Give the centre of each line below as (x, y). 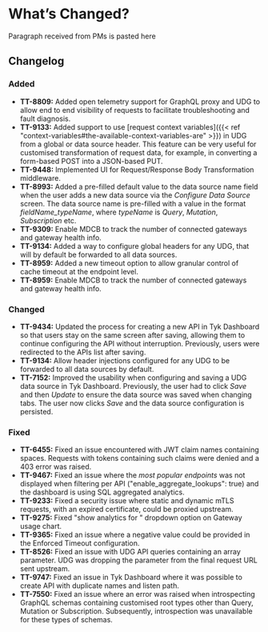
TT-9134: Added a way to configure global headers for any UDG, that (134, 246)
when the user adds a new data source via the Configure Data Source (135, 195)
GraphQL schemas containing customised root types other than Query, (136, 603)
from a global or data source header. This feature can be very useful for (138, 144)
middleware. (40, 178)
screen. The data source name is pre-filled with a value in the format (133, 203)
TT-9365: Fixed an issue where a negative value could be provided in (135, 535)
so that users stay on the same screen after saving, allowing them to (132, 335)
